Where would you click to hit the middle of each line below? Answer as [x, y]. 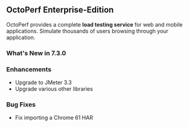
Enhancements [29, 69]
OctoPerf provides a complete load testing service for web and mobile [94, 24]
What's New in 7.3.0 [36, 53]
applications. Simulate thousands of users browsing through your [88, 31]
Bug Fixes [21, 104]
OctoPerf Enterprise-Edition [60, 10]
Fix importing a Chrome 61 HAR [54, 118]
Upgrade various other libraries [54, 89]
